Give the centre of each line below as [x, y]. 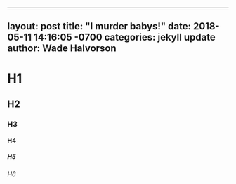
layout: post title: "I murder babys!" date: [99, 26]
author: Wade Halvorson [62, 49]
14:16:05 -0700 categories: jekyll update [125, 37]
